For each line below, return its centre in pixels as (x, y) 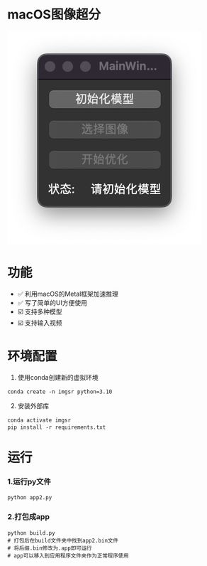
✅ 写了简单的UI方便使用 (52, 302)
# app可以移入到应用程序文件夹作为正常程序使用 (68, 555)
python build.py (31, 533)
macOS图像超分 (54, 15)
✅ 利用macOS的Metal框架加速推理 (68, 294)
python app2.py (30, 498)
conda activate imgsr (39, 420)
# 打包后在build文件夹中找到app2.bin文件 (63, 540)
